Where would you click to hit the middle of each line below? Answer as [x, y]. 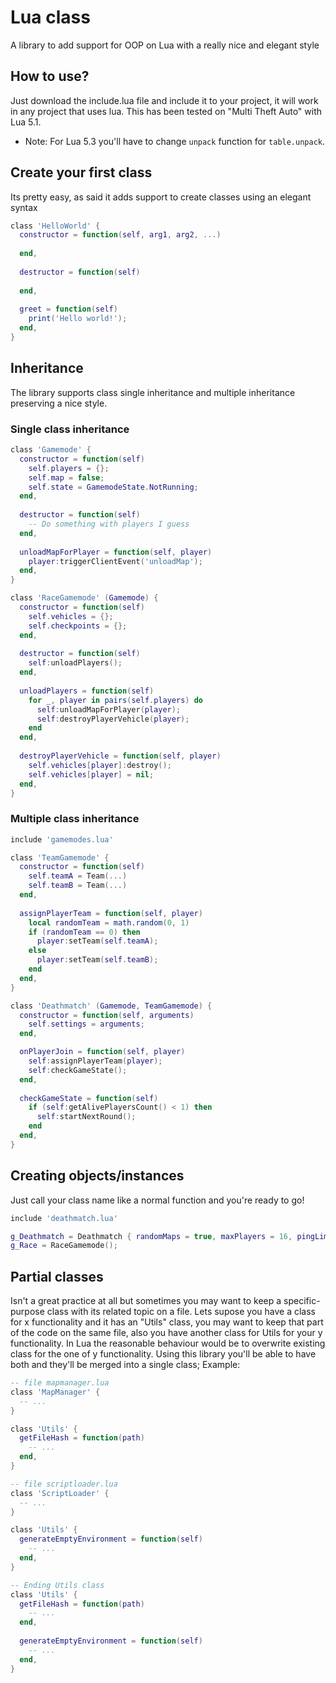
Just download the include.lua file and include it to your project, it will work [164, 100]
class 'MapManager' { [55, 1392]
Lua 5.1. [26, 122]
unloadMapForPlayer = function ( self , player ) [116, 552]
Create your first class [81, 172]
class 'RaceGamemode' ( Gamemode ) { [84, 598]
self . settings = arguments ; [86, 1024]
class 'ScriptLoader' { [60, 1493]
